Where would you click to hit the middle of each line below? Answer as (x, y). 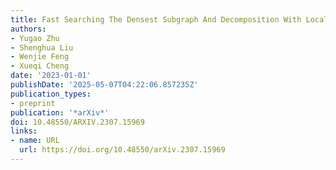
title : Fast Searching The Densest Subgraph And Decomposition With (156, 19)
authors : (28, 29)
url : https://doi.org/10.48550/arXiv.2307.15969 (122, 150)
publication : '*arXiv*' (60, 112)
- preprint (33, 103)
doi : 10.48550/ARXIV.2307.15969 (77, 122)
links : (24, 131)
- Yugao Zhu (35, 38)
